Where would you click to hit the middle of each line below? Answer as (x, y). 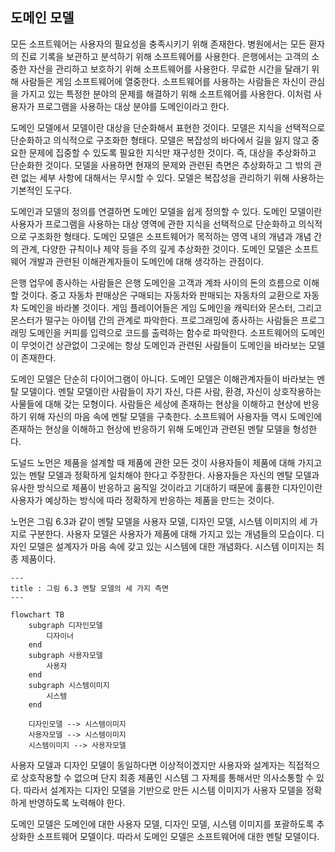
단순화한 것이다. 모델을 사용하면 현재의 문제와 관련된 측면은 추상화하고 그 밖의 (161, 165)
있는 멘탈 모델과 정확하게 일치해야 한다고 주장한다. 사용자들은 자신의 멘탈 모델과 (165, 475)
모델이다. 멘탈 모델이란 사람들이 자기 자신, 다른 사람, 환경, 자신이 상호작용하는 (171, 391)
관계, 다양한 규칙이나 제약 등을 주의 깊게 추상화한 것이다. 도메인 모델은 (156, 249)
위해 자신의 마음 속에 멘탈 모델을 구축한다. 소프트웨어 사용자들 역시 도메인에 (175, 416)
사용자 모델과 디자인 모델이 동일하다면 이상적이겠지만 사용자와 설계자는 (148, 765)
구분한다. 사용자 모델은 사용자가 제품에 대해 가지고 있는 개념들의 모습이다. (171, 534)
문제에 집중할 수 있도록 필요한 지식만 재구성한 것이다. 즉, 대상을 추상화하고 (172, 152)
